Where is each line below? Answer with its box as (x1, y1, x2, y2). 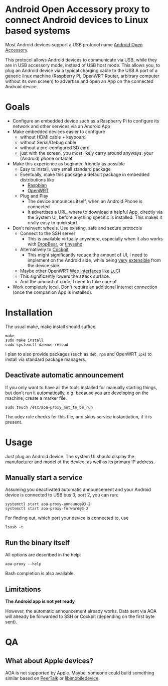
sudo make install (5, 338, 44, 343)
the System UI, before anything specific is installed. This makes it (27, 214, 162, 220)
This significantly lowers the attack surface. (20, 273, 110, 279)
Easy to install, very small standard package (20, 166, 111, 172)
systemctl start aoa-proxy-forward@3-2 (5, 506, 89, 511)
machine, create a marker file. (5, 395, 67, 401)
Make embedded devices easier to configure (12, 129, 105, 135)
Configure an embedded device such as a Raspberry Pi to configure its (12, 117, 159, 124)
